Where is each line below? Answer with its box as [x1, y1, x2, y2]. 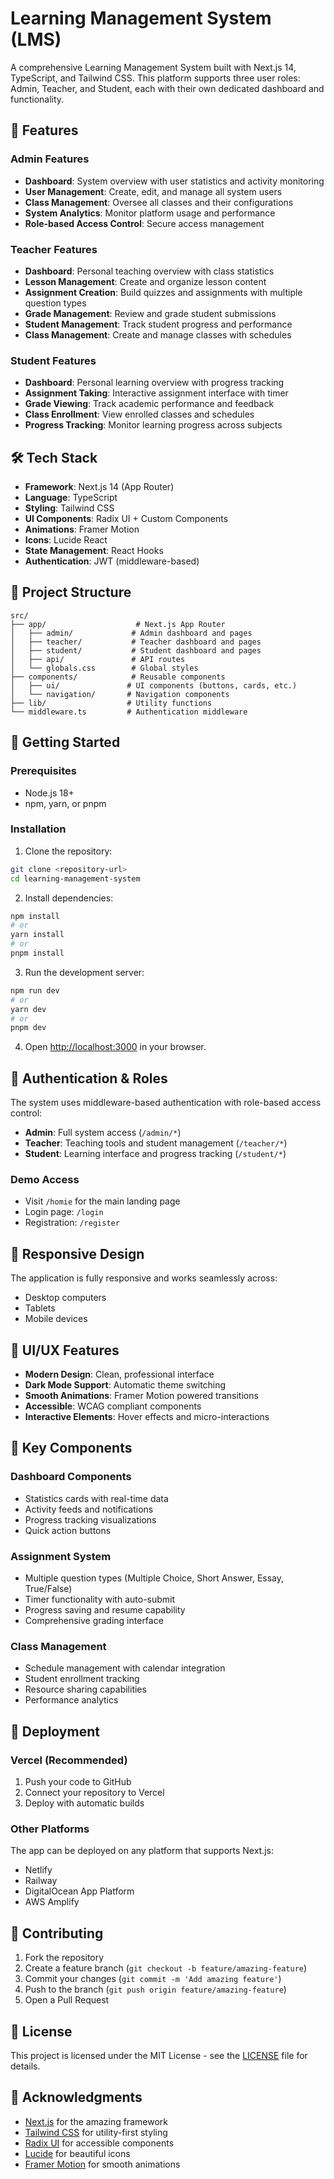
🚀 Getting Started [10, 734, 121, 751]
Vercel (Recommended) [10, 1753, 128, 1767]
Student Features [10, 353, 97, 367]
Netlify [24, 1864, 53, 1876]
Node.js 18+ [24, 787, 75, 799]
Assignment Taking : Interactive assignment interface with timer [24, 387, 289, 399]
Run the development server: [24, 966, 145, 978]
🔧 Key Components [10, 1440, 133, 1457]
